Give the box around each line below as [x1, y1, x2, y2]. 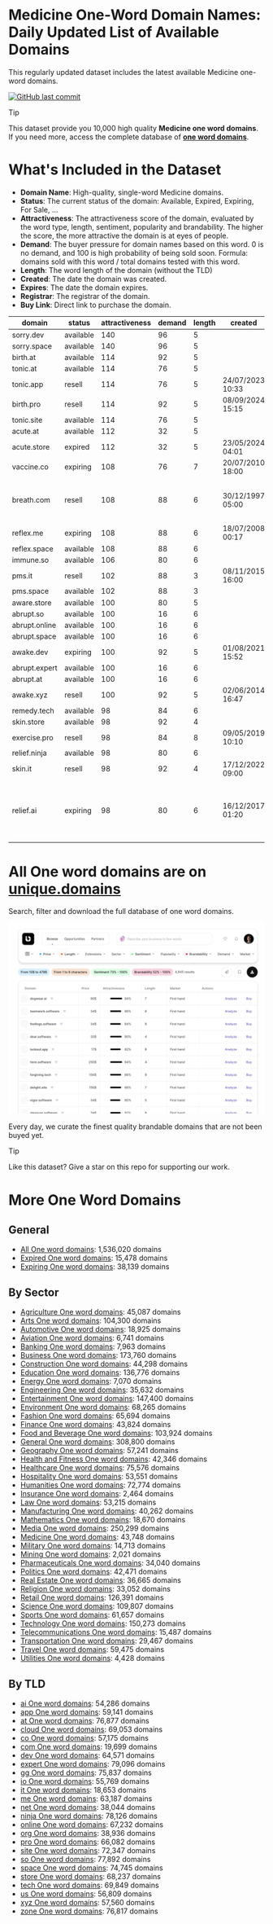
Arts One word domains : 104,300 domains [19, 1316, 162, 1325]
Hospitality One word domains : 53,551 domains [19, 1472, 179, 1482]
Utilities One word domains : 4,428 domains [19, 1654, 165, 1663]
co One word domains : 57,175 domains [19, 1733, 149, 1742]
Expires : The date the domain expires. [19, 283, 149, 292]
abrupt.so [11, 608, 45, 618]
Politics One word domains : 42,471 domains [19, 1566, 167, 1577]
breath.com [11, 495, 51, 505]
